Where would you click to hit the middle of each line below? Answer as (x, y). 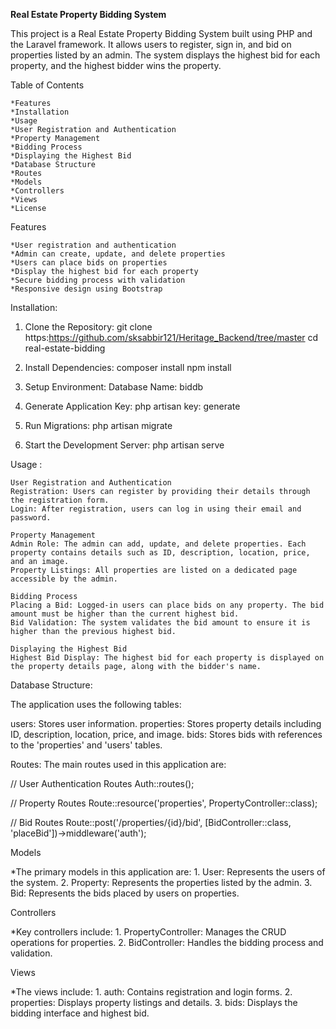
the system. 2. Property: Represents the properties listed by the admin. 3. (161, 882)
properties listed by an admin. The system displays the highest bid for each (165, 55)
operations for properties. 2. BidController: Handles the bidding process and (167, 942)
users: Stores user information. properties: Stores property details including (166, 723)
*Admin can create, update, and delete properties (118, 254)
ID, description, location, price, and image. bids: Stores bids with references (166, 734)
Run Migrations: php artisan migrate (98, 425)
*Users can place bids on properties (89, 263)
